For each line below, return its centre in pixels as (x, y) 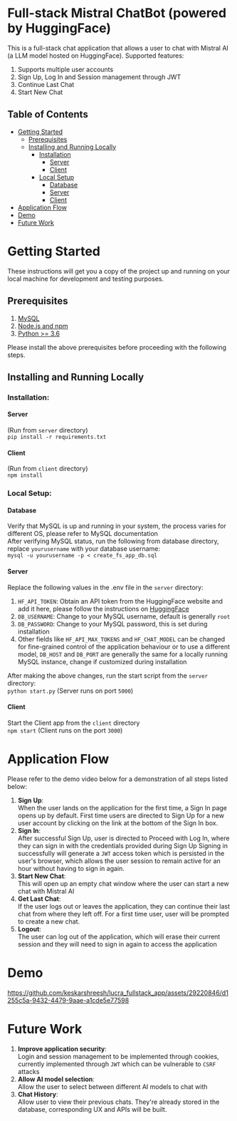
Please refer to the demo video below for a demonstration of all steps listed (118, 779)
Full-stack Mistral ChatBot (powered (117, 13)
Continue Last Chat (46, 84)
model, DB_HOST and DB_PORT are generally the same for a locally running (122, 654)
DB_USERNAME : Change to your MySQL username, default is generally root (124, 616)
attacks (28, 1071)
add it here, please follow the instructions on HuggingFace (104, 609)
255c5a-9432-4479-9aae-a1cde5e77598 (68, 1000)
